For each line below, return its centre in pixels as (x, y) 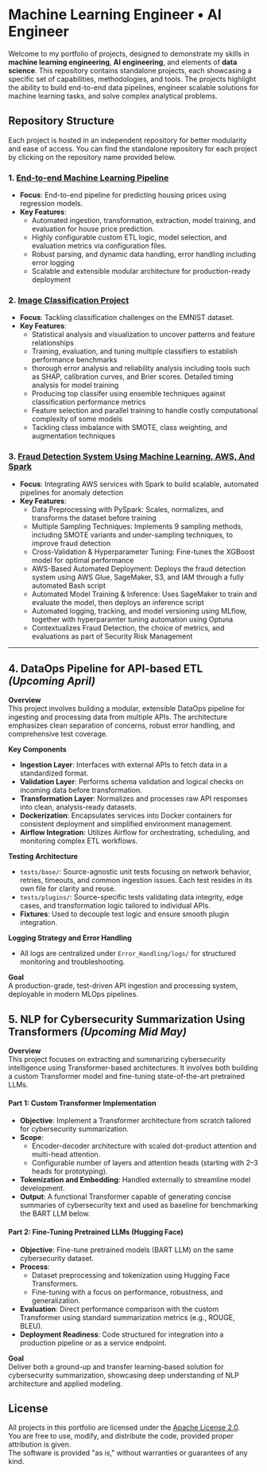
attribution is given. (40, 1445)
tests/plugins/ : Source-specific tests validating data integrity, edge (132, 897)
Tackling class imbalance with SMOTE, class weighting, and (130, 428)
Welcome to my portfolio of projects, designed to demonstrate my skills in (129, 53)
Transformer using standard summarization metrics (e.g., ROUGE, (128, 1317)
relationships (52, 343)
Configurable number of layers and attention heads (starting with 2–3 (145, 1163)
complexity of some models (77, 419)
